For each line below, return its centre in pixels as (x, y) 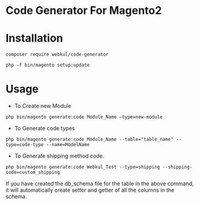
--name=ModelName (68, 145)
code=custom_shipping (33, 173)
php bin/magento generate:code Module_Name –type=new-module (84, 117)
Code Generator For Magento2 (84, 11)
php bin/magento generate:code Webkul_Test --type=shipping (83, 167)
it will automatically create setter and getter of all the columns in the (90, 190)
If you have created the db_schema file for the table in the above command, (100, 184)
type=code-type (25, 145)
